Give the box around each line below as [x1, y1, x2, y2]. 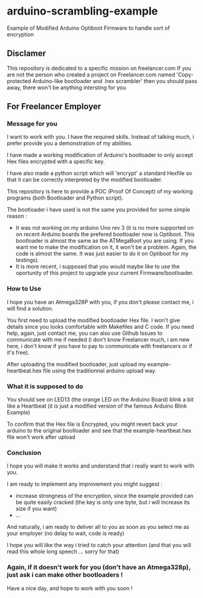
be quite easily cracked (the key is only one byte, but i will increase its [15, 499, 190, 506]
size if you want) [15, 505, 57, 512]
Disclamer [7, 49, 47, 59]
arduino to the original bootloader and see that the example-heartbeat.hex [7, 427, 192, 434]
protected [7, 77, 31, 84]
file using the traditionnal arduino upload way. [42, 367, 156, 374]
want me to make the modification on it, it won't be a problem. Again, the [15, 244, 197, 251]
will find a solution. [7, 304, 54, 312]
